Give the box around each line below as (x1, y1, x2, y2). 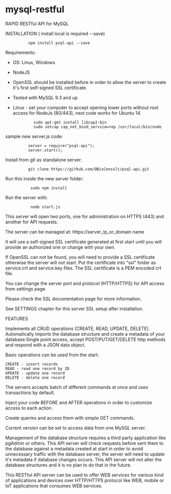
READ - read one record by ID (5, 366, 70, 371)
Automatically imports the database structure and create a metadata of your (5, 331, 165, 337)
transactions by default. (5, 389, 55, 396)
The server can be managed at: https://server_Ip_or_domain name (5, 229, 144, 235)
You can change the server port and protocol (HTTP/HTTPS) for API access (5, 280, 164, 286)
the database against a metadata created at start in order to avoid (5, 445, 143, 451)
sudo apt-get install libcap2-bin (33, 119, 107, 125)
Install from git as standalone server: (5, 156, 83, 162)
